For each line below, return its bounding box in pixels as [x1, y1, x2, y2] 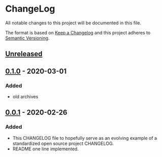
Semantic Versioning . [5, 35, 50, 41]
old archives [12, 94, 38, 100]
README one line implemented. [12, 145, 79, 152]
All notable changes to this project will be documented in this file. [5, 20, 142, 26]
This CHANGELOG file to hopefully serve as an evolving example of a [12, 135, 157, 141]
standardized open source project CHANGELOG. [12, 140, 114, 146]
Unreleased [5, 50, 43, 58]
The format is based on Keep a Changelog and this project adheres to [5, 29, 151, 35]
